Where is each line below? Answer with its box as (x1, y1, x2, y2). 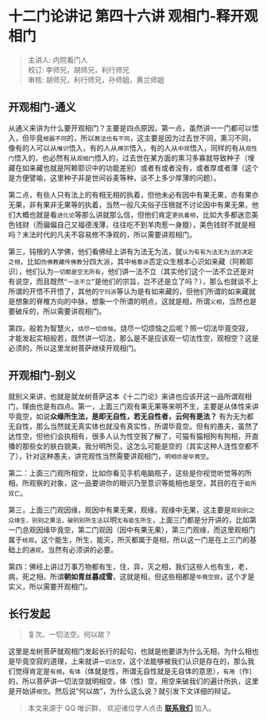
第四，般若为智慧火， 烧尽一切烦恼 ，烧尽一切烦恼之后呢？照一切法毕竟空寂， (8, 323, 253, 333)
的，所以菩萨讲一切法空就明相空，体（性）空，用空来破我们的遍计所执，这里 (8, 676, 259, 686)
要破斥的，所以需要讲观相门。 (8, 306, 106, 315)
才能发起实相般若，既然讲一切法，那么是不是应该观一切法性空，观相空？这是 (8, 333, 259, 342)
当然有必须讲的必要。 (47, 545, 118, 554)
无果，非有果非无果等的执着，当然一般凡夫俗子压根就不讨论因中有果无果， (8, 200, 252, 209)
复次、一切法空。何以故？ (27, 630, 112, 640)
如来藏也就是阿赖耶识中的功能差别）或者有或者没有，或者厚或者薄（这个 (21, 162, 259, 172)
